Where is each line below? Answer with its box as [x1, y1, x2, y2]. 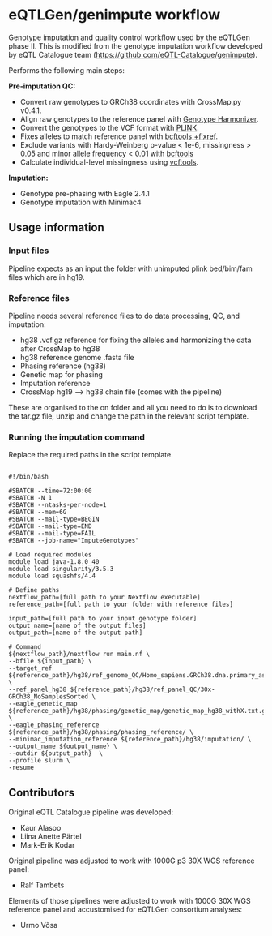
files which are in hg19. [8, 272, 85, 281]
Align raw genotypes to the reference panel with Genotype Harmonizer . [19, 114, 259, 123]
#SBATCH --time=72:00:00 [8, 487, 92, 496]
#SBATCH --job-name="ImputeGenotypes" [8, 537, 139, 545]
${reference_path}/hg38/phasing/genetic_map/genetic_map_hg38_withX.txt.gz [8, 707, 270, 715]
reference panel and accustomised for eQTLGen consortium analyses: [8, 904, 243, 914]
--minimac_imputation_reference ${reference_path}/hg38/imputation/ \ [8, 736, 252, 744]
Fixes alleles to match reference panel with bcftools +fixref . [19, 131, 219, 141]
